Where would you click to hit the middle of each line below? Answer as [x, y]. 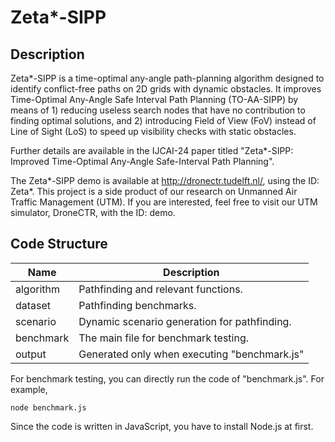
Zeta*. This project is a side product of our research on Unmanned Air [154, 191]
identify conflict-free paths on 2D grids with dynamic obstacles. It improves [166, 89]
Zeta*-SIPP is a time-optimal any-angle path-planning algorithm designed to [167, 78]
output [31, 354]
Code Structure [59, 244]
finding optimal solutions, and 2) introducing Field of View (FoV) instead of [163, 120]
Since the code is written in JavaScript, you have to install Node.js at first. [162, 426]
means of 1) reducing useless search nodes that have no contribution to [158, 110]
